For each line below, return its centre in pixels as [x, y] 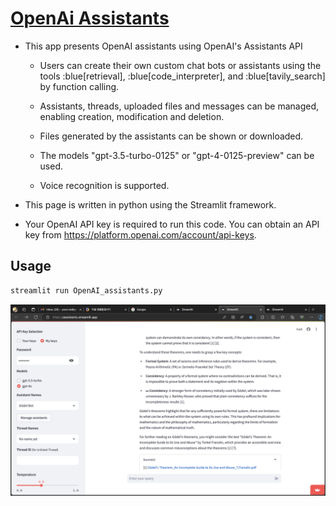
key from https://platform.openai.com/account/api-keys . [140, 234]
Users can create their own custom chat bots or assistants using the [180, 65]
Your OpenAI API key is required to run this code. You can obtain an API [172, 224]
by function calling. [79, 86]
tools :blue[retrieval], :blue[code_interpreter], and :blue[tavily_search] [182, 76]
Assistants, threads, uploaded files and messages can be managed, [179, 106]
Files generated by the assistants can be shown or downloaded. [171, 136]
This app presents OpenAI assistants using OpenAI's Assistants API [163, 46]
